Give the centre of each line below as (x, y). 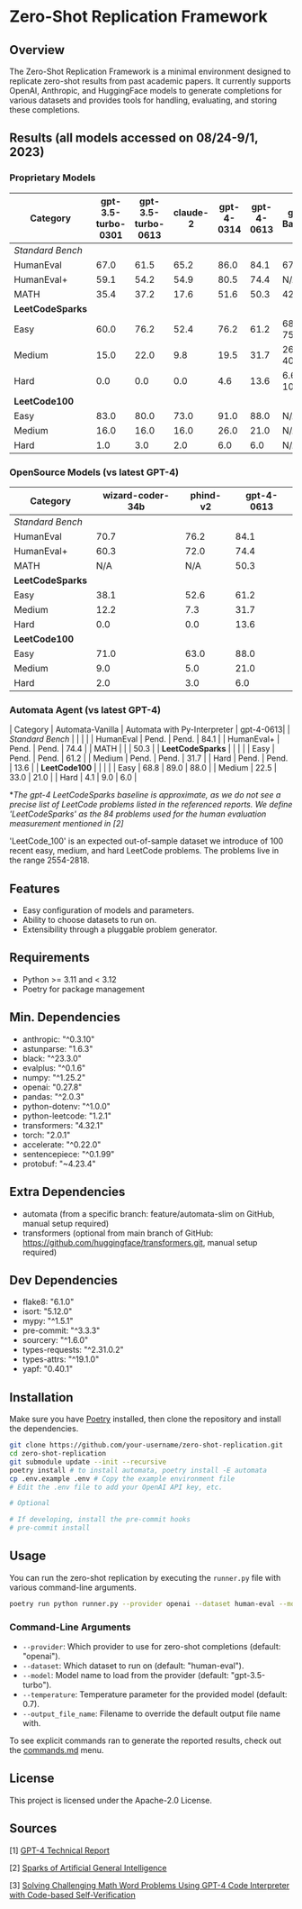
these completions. (45, 110)
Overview (37, 50)
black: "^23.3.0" (52, 1058)
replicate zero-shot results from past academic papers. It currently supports (150, 81)
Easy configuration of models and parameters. (108, 910)
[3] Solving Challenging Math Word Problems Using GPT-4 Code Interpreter (150, 1885)
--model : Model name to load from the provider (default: (125, 1676)
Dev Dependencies (64, 1280)
